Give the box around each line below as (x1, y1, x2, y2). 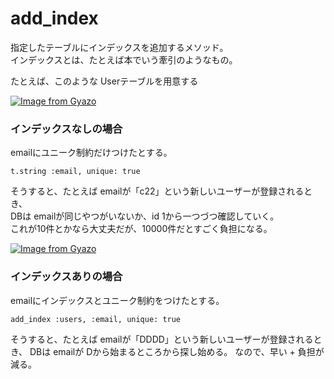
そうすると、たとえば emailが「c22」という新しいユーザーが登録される (10, 185, 305, 197)
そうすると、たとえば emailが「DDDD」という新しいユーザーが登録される (10, 333, 314, 345)
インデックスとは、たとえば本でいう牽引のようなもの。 (10, 53, 238, 66)
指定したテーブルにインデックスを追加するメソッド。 (10, 41, 229, 53)
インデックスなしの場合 (10, 122, 123, 136)
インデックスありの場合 (10, 270, 123, 284)
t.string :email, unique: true (10, 167, 141, 177)
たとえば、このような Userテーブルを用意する (10, 75, 199, 87)
